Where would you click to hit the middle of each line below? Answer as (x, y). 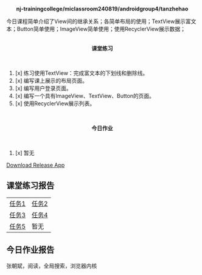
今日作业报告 (30, 250)
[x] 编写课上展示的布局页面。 (51, 81)
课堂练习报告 (30, 186)
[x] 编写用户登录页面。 (43, 88)
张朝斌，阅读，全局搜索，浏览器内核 (52, 266)
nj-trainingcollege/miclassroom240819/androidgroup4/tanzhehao (102, 9)
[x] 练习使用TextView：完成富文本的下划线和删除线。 (82, 73)
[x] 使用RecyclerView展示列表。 (55, 103)
